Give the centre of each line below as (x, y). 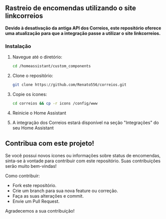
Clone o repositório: (33, 75)
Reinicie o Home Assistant (39, 113)
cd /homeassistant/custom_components (52, 66)
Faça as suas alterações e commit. (48, 196)
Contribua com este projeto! (50, 144)
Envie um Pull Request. (36, 201)
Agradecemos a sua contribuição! (40, 211)
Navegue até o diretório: (37, 57)
